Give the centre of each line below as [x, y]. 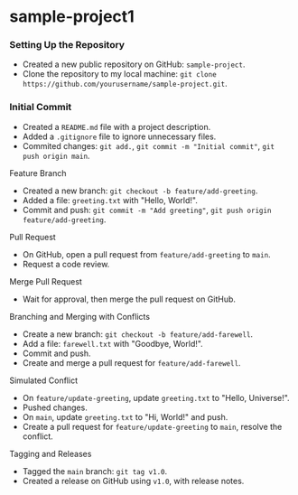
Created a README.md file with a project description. [116, 126]
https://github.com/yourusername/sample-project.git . [125, 84]
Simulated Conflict [44, 380]
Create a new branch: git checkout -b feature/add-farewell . [138, 334]
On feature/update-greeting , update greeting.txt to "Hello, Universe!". [156, 397]
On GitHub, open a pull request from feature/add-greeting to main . [146, 254]
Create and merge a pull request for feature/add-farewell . [131, 362]
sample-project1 [72, 17]
